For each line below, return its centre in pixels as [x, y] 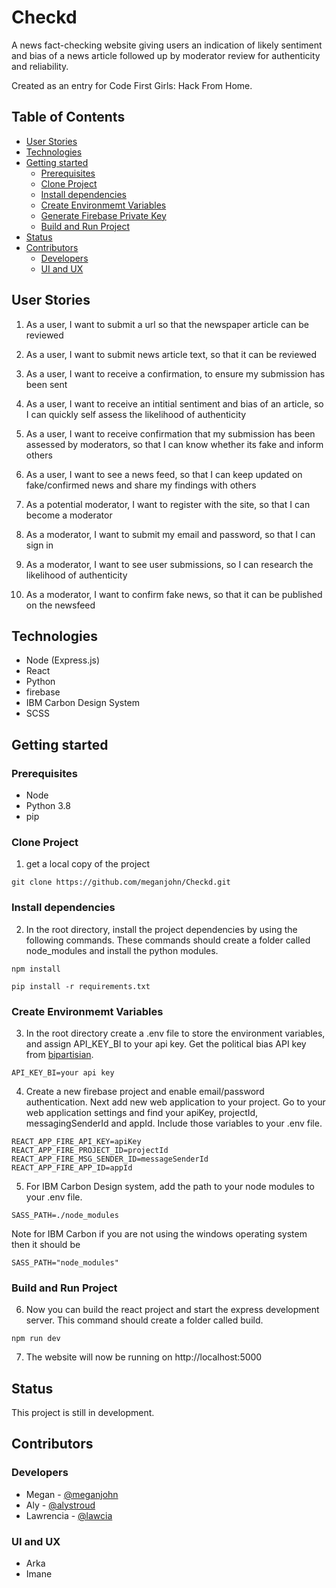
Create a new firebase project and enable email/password [145, 1091]
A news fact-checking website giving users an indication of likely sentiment [167, 45]
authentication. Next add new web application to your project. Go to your [175, 1102]
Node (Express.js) [63, 660]
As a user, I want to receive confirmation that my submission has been [170, 433]
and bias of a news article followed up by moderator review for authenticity [166, 55]
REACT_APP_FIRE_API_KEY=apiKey [76, 1141]
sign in [39, 545]
